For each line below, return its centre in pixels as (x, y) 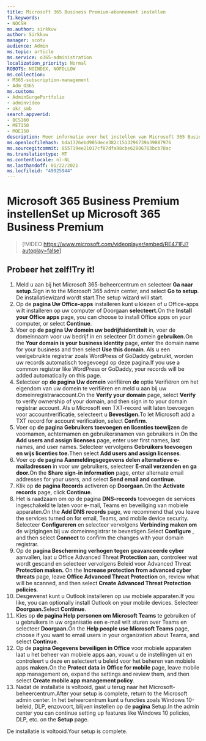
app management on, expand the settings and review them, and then (103, 674)
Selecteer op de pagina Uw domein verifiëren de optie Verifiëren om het (107, 382)
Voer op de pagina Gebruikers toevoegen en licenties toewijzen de (102, 427)
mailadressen (33, 466)
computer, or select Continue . (54, 323)
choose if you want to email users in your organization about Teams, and (107, 635)
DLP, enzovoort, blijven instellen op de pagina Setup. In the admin (117, 706)
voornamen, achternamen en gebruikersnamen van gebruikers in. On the (107, 434)
